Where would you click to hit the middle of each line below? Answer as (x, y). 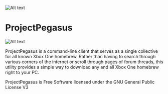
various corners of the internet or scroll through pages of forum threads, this (84, 62)
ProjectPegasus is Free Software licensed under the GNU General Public (80, 82)
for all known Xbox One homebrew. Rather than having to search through (80, 56)
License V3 (17, 87)
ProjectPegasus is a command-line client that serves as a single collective (81, 51)
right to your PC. (22, 72)
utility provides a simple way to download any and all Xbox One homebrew (82, 67)
